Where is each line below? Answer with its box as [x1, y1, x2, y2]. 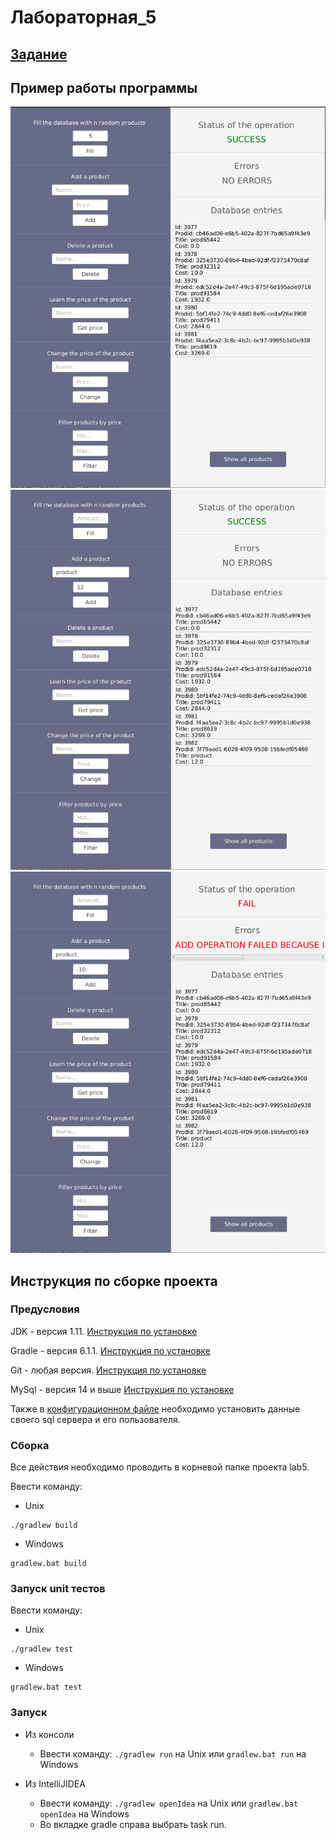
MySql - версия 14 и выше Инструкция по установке [10, 1383, 235, 1395]
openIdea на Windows [39, 1807, 130, 1820]
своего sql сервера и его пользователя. [10, 1413, 181, 1425]
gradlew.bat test [10, 1682, 83, 1693]
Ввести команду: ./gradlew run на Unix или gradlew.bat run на [39, 1747, 307, 1760]
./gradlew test [10, 1644, 74, 1655]
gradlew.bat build [10, 1559, 87, 1569]
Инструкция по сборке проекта [10, 1272, 218, 1290]
